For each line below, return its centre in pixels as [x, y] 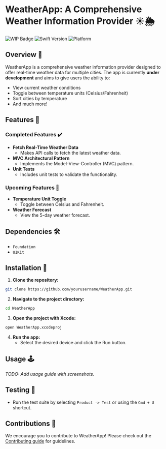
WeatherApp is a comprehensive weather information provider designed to [83, 67]
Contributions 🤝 [31, 424]
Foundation [24, 247]
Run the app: [26, 337]
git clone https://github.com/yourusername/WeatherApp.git [69, 289]
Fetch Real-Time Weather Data [45, 147]
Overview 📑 [24, 55]
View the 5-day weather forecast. [55, 215]
